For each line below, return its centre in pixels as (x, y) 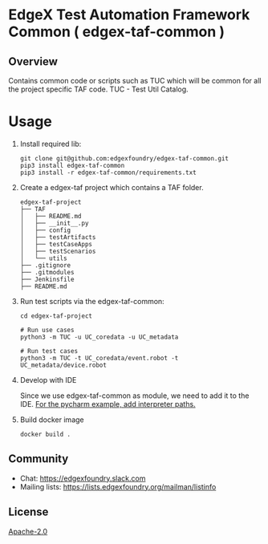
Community (39, 459)
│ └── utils (43, 258)
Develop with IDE (48, 380)
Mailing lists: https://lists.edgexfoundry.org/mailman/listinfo (118, 486)
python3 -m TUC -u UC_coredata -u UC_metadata (99, 337)
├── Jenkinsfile (47, 279)
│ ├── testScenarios (58, 251)
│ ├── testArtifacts (58, 237)
